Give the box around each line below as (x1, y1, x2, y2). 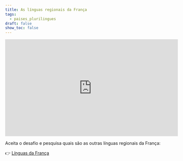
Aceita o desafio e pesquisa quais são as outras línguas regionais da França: (5, 140, 161, 146)
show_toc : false (5, 26, 38, 31)
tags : (5, 12, 16, 17)
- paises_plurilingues (9, 16, 56, 21)
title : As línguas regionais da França (5, 7, 87, 12)
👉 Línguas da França (5, 150, 49, 156)
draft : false (5, 21, 32, 26)
